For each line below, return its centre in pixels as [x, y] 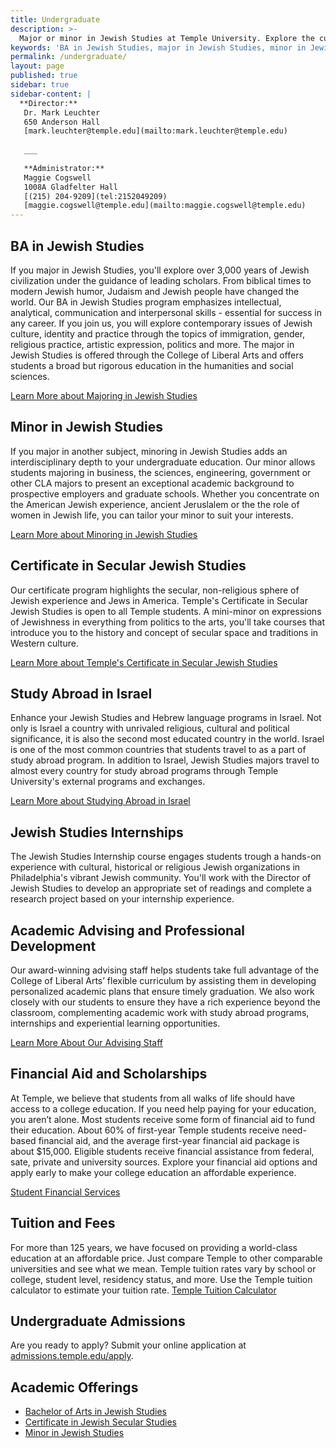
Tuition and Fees [63, 1223]
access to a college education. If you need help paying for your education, [163, 1108]
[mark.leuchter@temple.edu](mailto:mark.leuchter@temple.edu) [155, 131]
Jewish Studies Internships [97, 832]
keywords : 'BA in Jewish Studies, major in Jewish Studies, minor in [158, 47]
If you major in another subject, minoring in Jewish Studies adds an [149, 451]
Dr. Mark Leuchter [62, 112]
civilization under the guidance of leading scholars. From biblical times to [161, 280]
